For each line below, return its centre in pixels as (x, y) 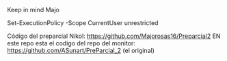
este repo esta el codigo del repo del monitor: (71, 43)
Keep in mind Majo (34, 10)
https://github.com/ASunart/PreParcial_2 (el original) (81, 50)
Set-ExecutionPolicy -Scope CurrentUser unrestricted (83, 23)
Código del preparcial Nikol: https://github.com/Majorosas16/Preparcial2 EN (114, 36)
